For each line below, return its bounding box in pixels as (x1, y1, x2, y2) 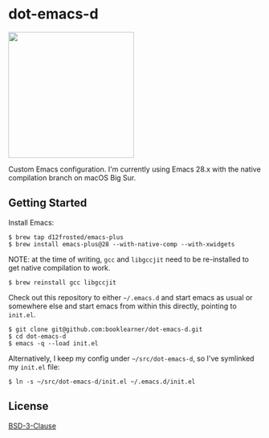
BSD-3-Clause (8, 420, 56, 431)
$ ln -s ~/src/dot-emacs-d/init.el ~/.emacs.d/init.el (8, 378, 196, 386)
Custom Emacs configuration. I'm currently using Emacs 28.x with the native (8, 164, 261, 174)
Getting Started (8, 196, 88, 210)
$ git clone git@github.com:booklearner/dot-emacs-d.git (8, 325, 203, 333)
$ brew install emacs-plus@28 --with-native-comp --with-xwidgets (8, 240, 235, 248)
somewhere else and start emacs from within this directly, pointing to (8, 301, 237, 311)
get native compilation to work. (8, 262, 111, 272)
